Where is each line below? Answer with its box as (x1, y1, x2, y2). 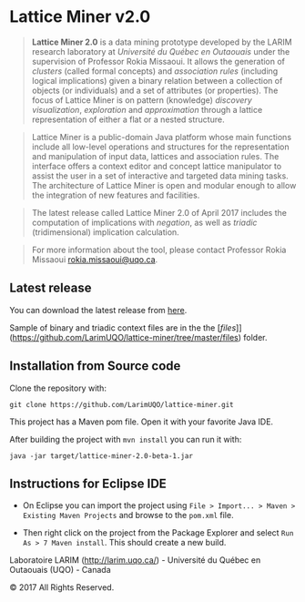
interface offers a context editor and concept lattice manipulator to (31, 160, 282, 171)
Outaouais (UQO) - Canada (9, 565, 111, 576)
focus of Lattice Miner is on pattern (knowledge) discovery (31, 94, 252, 106)
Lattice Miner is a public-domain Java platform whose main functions (31, 131, 292, 142)
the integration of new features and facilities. (31, 189, 200, 200)
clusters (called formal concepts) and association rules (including (31, 66, 279, 77)
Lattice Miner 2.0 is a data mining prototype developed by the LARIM (31, 36, 293, 47)
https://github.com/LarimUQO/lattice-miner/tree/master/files (12, 332, 239, 342)
